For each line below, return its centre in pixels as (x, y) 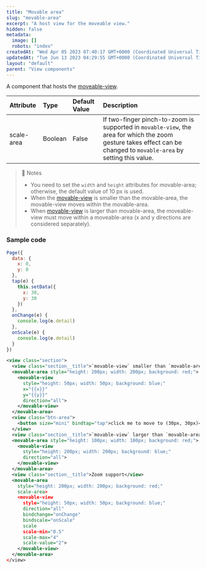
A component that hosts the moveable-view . (62, 86)
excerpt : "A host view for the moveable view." (68, 23)
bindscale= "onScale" (49, 520)
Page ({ (15, 253)
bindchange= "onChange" (51, 515)
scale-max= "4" (41, 537)
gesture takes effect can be (143, 143)
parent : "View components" (41, 69)
